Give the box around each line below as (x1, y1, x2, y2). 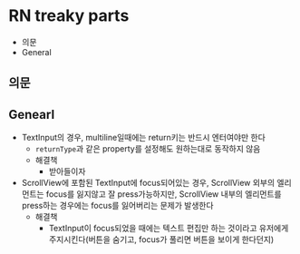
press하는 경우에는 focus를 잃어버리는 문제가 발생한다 (21, 200, 214, 211)
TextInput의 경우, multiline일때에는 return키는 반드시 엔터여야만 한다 (21, 132, 266, 143)
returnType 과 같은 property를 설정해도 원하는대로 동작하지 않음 (34, 143, 261, 154)
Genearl (8, 106, 55, 122)
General (21, 46, 52, 57)
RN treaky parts (8, 5, 130, 26)
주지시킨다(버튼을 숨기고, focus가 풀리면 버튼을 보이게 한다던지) (48, 234, 275, 245)
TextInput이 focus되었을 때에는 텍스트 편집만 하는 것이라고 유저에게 (48, 223, 289, 234)
